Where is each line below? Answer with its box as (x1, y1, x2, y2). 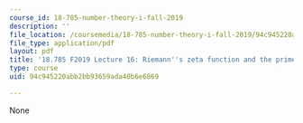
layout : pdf (9, 47, 54, 56)
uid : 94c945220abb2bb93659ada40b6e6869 (9, 72, 160, 81)
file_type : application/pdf (9, 38, 115, 48)
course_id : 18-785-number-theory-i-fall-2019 (9, 13, 183, 23)
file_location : (9, 30, 67, 39)
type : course (9, 64, 59, 73)
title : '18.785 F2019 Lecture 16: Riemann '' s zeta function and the (9, 55, 272, 64)
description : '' (9, 22, 70, 31)
